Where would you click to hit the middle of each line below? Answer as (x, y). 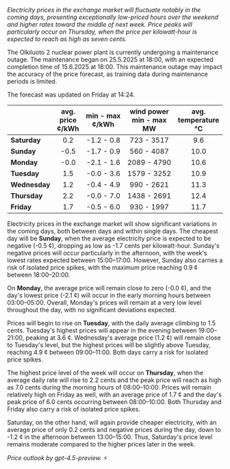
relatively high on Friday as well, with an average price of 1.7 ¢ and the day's (115, 394)
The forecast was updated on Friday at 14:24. (71, 94)
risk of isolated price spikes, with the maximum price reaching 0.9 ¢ (103, 267)
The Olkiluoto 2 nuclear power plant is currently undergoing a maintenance (113, 52)
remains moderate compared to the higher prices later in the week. (101, 444)
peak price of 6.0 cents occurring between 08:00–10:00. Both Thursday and (114, 402)
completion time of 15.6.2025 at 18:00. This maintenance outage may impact (115, 67)
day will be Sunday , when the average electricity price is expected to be (109, 238)
